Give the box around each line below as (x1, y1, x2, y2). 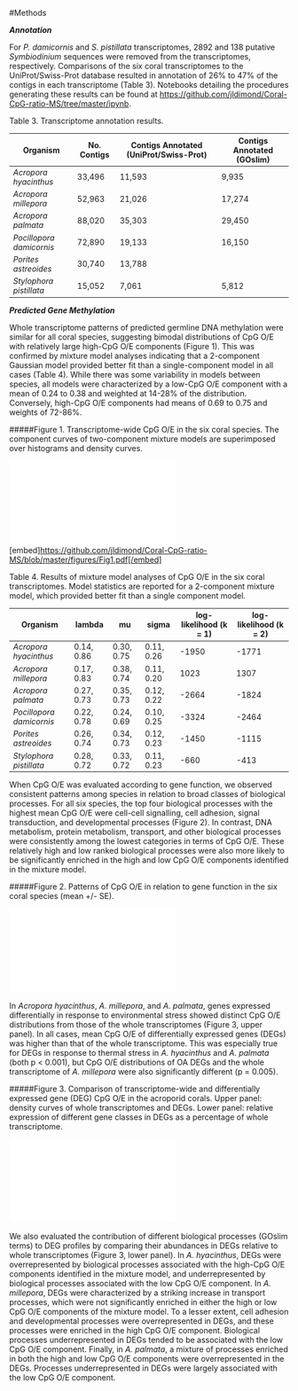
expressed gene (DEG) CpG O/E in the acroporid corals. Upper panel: (9, 1093, 263, 1103)
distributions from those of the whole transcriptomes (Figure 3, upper (9, 1020, 263, 1029)
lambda (74, 620, 104, 629)
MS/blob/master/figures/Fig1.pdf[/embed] (9, 554, 162, 565)
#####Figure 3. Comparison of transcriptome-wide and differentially (9, 1083, 261, 1094)
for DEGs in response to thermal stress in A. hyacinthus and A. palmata (9, 1048, 270, 1058)
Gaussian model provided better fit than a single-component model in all (9, 359, 274, 371)
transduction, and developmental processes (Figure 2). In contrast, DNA (9, 817, 272, 827)
